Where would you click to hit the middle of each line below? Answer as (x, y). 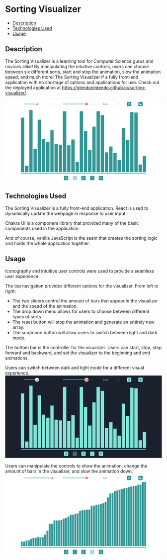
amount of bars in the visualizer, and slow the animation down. (69, 471)
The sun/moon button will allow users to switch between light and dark (85, 332)
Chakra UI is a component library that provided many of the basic (72, 223)
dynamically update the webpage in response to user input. (66, 213)
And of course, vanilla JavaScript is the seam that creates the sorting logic (82, 238)
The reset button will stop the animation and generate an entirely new (83, 322)
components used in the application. (42, 228)
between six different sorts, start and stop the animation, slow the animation (83, 72)
